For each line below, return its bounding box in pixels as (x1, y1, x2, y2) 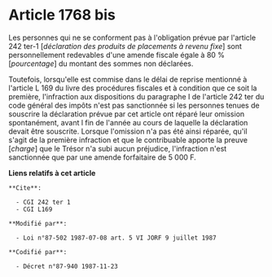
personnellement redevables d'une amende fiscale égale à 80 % (8, 50, 226, 59)
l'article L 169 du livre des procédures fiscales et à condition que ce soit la (8, 83, 257, 93)
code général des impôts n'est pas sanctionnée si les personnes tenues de (8, 100, 260, 110)
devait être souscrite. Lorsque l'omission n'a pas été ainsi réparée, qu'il (8, 126, 248, 136)
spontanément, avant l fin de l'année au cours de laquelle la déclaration (8, 117, 248, 127)
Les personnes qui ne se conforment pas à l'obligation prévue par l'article (8, 33, 257, 42)
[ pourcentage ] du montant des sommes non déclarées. (8, 59, 194, 68)
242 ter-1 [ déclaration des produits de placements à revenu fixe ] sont (8, 41, 243, 51)
